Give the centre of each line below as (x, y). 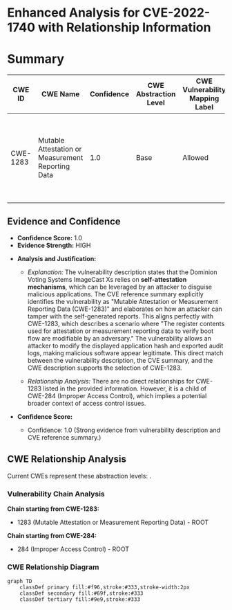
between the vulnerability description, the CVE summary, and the (120, 360)
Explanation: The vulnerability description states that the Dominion (122, 272)
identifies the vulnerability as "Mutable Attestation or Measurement (123, 301)
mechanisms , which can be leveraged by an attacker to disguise (120, 287)
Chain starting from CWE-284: (52, 536)
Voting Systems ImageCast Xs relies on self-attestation (107, 279)
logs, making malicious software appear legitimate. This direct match (125, 353)
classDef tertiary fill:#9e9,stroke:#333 (80, 600)
